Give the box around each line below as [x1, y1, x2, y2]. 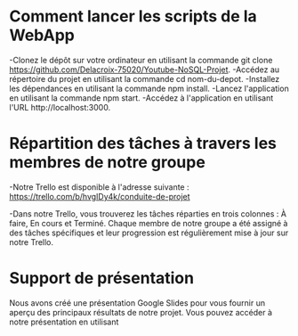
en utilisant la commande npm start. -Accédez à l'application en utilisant [9, 92, 274, 103]
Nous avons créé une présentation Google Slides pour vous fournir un [9, 297, 265, 308]
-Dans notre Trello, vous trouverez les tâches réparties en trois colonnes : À [9, 208, 287, 219]
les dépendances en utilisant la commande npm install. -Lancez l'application [9, 83, 289, 94]
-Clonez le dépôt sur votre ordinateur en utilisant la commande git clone [9, 54, 273, 65]
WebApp [9, 25, 76, 45]
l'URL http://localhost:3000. [9, 102, 111, 112]
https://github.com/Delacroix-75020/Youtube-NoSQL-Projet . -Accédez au [9, 64, 280, 75]
